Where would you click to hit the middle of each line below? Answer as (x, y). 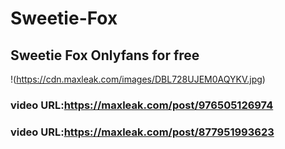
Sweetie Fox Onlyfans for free (105, 55)
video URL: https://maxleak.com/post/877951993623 (142, 132)
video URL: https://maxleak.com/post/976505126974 (142, 105)
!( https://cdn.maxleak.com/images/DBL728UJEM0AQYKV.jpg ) (138, 79)
